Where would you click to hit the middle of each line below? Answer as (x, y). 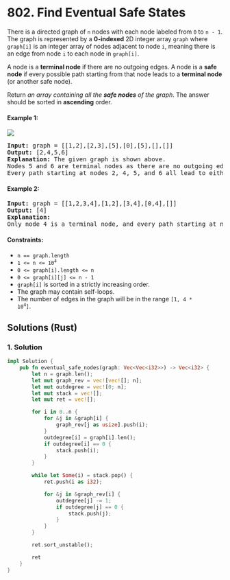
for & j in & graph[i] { (76, 419)
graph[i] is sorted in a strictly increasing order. (84, 284)
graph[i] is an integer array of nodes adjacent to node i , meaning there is (111, 46)
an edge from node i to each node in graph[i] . (73, 54)
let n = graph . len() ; (63, 374)
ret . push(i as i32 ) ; (73, 482)
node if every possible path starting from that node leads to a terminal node (115, 74)
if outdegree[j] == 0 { (90, 507)
